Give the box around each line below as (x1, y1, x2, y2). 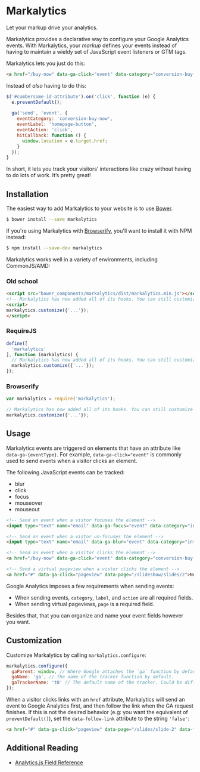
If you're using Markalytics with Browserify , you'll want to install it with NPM (6, 227, 192, 234)
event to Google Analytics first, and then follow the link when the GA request (6, 702, 193, 709)
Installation (6, 189, 49, 199)
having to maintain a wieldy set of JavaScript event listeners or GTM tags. (6, 48, 187, 55)
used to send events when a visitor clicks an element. (6, 457, 138, 464)
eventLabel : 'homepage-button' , (17, 121, 97, 128)
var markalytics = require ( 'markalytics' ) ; (6, 396, 116, 402)
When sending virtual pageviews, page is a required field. (14, 600, 155, 607)
